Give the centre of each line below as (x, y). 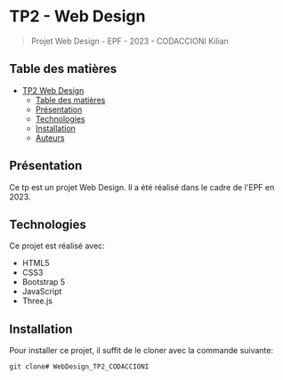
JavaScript (42, 292)
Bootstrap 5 (44, 282)
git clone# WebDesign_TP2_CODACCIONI (79, 367)
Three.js (37, 301)
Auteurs (50, 137)
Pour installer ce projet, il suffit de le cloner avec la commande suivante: (141, 351)
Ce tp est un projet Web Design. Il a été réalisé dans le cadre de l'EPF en (142, 187)
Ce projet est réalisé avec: (57, 246)
